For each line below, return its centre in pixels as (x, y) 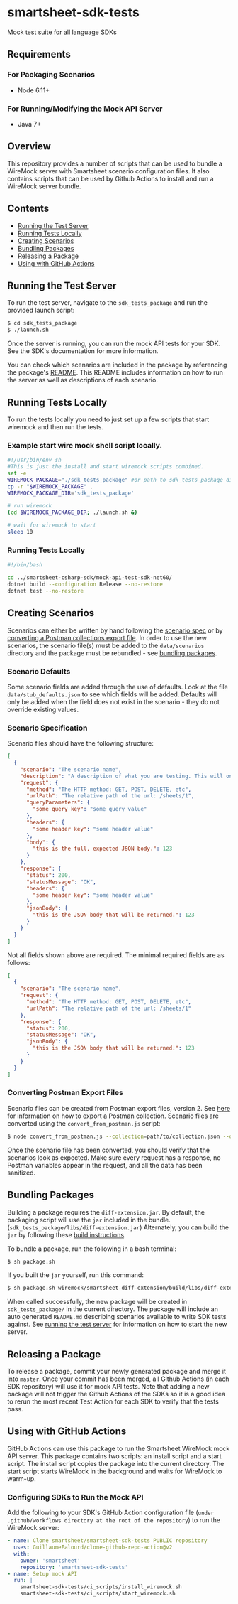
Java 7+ (29, 124)
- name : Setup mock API (42, 1574)
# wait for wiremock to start (52, 526)
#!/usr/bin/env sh (34, 460)
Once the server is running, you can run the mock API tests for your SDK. (114, 344)
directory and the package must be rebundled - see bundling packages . (112, 653)
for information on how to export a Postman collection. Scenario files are (113, 1116)
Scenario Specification (47, 728)
